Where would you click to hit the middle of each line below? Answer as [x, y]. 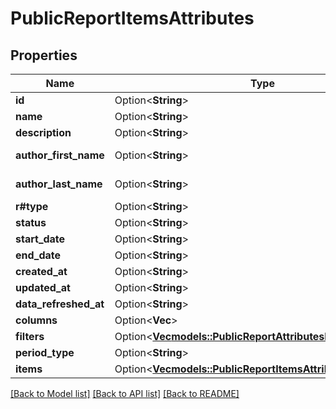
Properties [44, 55]
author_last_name [59, 184]
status [31, 222]
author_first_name [60, 155]
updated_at [43, 287]
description [43, 132]
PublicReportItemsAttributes [132, 18]
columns [36, 320]
